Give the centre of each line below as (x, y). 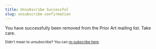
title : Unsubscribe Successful (37, 9)
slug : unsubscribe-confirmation (38, 14)
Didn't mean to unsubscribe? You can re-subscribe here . (52, 42)
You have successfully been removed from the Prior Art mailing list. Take (78, 28)
